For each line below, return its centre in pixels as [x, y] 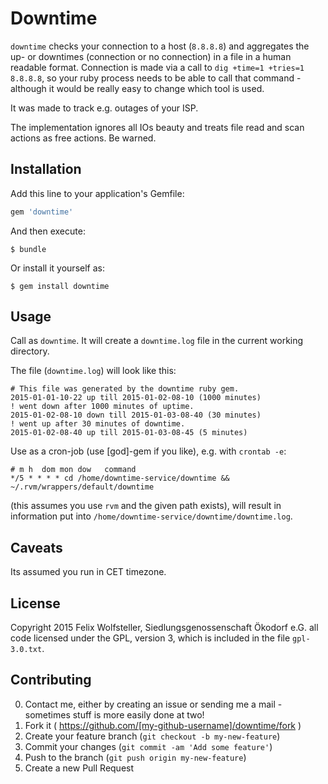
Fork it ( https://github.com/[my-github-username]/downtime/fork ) [163, 725]
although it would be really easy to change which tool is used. [137, 88]
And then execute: [48, 231]
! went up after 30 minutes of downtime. [98, 424]
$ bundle [28, 249]
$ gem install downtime [60, 286]
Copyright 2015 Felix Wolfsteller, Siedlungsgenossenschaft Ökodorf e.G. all [164, 628]
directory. [30, 351]
